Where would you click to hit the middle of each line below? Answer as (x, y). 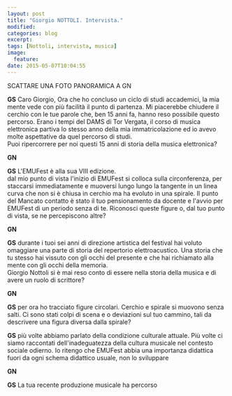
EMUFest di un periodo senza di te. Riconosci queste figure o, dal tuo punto (116, 208)
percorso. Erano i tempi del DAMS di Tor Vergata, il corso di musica (104, 121)
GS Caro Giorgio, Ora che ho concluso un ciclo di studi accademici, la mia (114, 99)
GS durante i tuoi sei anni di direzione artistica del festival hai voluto (105, 243)
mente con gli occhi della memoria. (58, 265)
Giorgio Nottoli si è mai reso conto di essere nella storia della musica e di (112, 272)
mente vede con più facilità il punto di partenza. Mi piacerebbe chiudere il (113, 106)
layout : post (26, 14)
